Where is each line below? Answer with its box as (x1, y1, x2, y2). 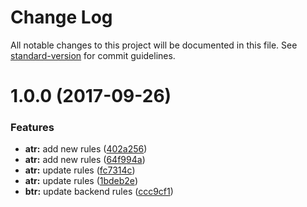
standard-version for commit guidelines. (10, 49, 176, 61)
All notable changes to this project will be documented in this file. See (10, 39, 298, 51)
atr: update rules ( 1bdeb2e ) (24, 175, 138, 187)
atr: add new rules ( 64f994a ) (24, 154, 146, 166)
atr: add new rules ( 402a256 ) (24, 143, 148, 155)
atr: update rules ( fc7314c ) (24, 164, 136, 176)
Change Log (10, 6, 113, 29)
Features (10, 121, 55, 135)
